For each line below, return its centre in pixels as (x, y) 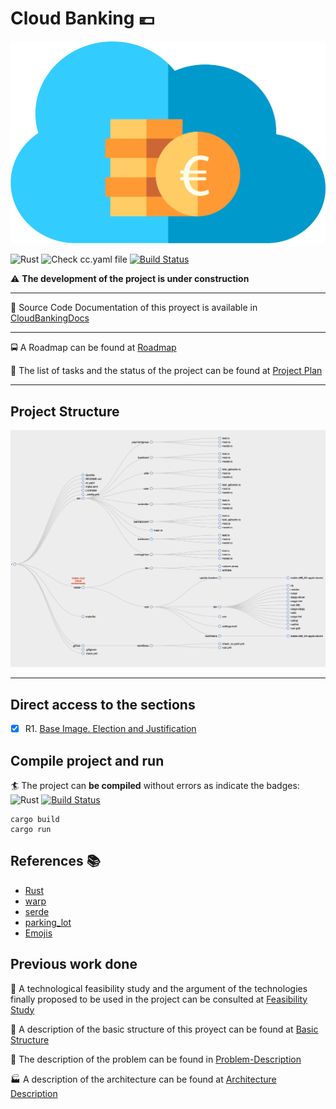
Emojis (38, 933)
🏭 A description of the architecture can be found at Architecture (143, 1079)
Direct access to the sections (103, 704)
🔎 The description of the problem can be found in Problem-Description (156, 1059)
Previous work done (74, 964)
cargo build (35, 820)
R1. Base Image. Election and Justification (110, 729)
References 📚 (55, 861)
